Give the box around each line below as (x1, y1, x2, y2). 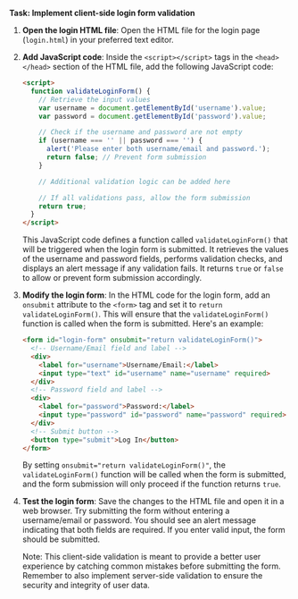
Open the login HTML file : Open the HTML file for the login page (21, 25, 261, 35)
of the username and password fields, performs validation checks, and (21, 254, 283, 265)
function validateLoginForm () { (30, 87, 151, 96)
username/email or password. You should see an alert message (21, 515, 257, 526)
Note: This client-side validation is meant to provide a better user (21, 552, 261, 562)
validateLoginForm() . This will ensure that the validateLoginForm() (21, 308, 269, 320)
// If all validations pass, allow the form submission (38, 193, 251, 202)
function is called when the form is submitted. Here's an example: (21, 318, 264, 329)
